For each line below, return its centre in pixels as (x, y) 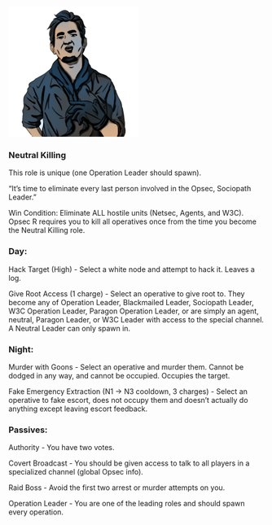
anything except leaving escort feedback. (78, 409)
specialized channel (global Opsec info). (76, 472)
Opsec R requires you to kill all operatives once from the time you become (132, 221)
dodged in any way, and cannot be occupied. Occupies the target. (119, 375)
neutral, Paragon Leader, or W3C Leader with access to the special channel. (136, 319)
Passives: (28, 430)
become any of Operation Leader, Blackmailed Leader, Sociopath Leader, (131, 302)
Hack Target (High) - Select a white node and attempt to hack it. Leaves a (132, 269)
